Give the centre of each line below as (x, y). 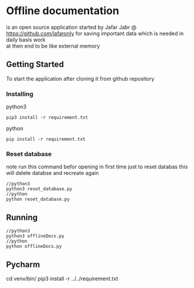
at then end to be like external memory (53, 46)
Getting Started (35, 64)
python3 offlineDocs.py (35, 236)
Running (22, 217)
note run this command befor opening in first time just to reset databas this (97, 167)
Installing (20, 94)
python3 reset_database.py (39, 189)
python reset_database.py (38, 199)
